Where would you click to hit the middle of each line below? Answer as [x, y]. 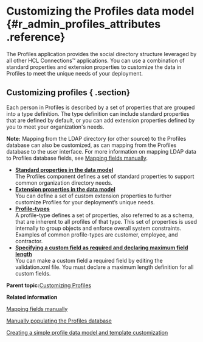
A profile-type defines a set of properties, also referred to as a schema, [105, 215]
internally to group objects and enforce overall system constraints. [98, 228]
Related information [32, 297]
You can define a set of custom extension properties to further [93, 196]
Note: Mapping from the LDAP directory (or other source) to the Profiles [96, 138]
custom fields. [33, 273]
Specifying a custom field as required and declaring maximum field [101, 248]
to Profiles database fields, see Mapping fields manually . [77, 158]
